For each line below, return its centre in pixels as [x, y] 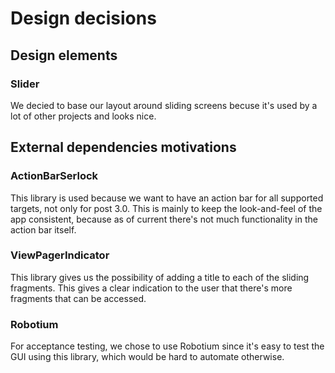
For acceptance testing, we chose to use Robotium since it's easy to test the [167, 346]
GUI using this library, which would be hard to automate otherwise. [147, 357]
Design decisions [83, 18]
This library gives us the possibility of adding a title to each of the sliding [160, 277]
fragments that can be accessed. [78, 298]
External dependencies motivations [123, 147]
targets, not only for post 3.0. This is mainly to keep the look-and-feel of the [166, 208]
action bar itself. [43, 229]
